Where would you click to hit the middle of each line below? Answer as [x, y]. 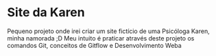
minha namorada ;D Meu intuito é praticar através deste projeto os [101, 38]
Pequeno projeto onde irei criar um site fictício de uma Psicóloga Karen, [109, 31]
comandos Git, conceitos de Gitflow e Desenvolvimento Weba [94, 45]
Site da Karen [46, 12]
